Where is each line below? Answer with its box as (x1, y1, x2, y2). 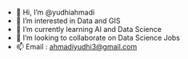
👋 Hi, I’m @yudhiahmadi (15, 8, 95, 17)
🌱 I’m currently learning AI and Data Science (15, 25, 162, 33)
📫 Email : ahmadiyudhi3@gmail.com (15, 42, 138, 51)
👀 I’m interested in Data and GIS (15, 16, 122, 26)
